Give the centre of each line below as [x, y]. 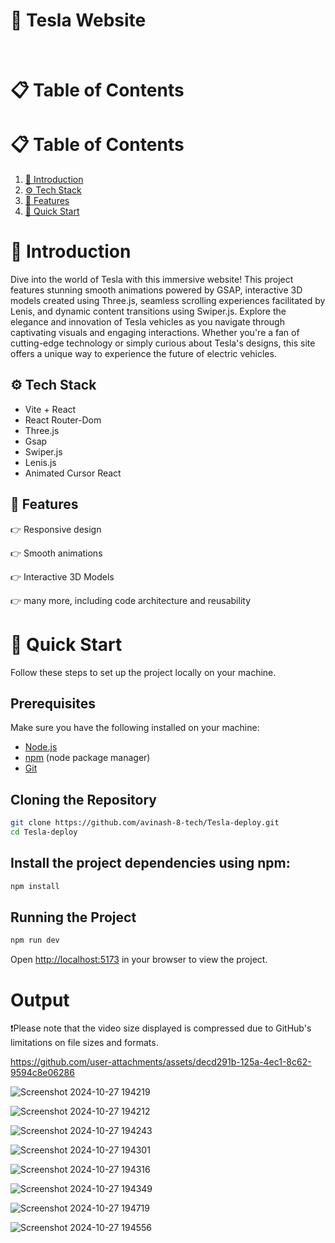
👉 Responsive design [56, 529]
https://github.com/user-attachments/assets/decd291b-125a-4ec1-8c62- [161, 1062]
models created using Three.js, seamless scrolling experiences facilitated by [168, 300]
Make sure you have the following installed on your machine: [135, 728]
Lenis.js [40, 462]
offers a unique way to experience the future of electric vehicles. [143, 353]
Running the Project [73, 917]
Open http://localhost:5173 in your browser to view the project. [139, 960]
